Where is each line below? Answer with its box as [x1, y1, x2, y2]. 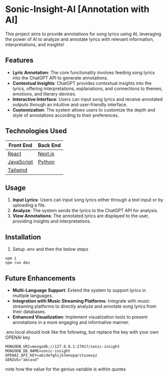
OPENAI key [5, 334, 31, 340]
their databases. [12, 309, 46, 315]
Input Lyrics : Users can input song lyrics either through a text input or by [12, 197, 163, 203]
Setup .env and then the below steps [12, 246, 89, 252]
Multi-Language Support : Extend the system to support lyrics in [12, 288, 146, 293]
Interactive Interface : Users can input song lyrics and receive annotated [12, 96, 163, 102]
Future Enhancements [5, 274, 76, 282]
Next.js [38, 150, 55, 157]
